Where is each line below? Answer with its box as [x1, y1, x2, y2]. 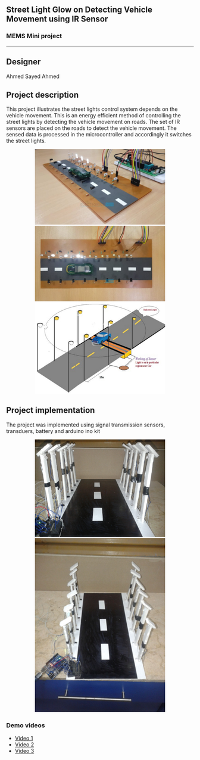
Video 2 [14, 741, 35, 748]
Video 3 [14, 747, 35, 755]
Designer [6, 57, 41, 67]
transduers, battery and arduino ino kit [6, 427, 101, 434]
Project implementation [6, 405, 95, 416]
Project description [6, 89, 79, 100]
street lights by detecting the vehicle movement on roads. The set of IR [6, 119, 180, 126]
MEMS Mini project [6, 32, 62, 41]
